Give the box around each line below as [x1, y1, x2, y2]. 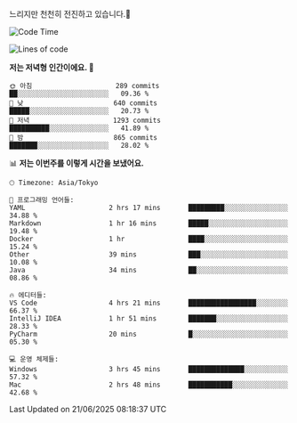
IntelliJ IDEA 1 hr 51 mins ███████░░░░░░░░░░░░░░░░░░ [9, 314, 289, 323]
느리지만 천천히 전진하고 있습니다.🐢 [9, 9, 132, 19]
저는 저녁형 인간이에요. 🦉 [9, 62, 95, 72]
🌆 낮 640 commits [9, 99, 158, 108]
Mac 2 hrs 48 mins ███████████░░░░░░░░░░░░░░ [9, 380, 289, 389]
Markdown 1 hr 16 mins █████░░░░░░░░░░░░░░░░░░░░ [9, 219, 289, 228]
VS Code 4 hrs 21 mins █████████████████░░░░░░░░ [9, 298, 289, 307]
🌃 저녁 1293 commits [9, 116, 162, 125]
